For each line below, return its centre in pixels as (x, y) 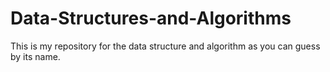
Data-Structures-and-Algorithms (151, 18)
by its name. (35, 56)
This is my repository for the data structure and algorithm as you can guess (165, 46)
